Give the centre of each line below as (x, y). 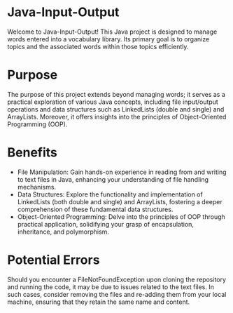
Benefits (33, 153)
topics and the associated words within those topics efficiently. (98, 46)
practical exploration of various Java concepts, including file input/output (113, 102)
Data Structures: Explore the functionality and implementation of (110, 194)
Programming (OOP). (37, 124)
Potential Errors (54, 260)
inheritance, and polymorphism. (63, 232)
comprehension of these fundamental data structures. (95, 209)
